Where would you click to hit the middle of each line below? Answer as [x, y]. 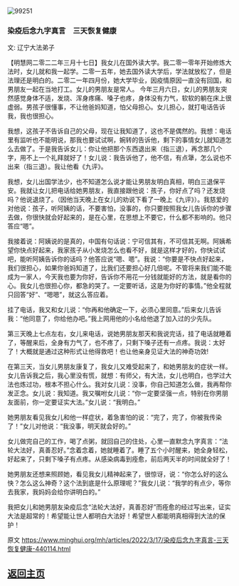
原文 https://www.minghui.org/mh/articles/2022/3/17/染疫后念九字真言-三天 [118, 540]
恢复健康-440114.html [39, 549]
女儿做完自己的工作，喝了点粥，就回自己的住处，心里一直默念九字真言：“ [115, 442]
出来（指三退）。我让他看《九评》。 [57, 166]
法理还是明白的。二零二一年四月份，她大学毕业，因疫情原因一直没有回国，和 [119, 80]
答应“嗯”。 [23, 226]
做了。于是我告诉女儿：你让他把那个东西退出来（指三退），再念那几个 [121, 149]
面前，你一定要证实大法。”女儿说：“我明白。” [77, 403]
